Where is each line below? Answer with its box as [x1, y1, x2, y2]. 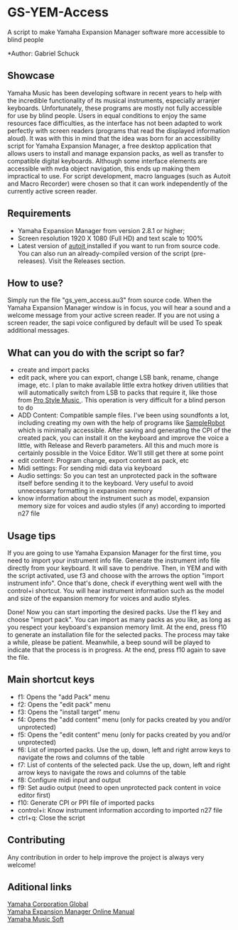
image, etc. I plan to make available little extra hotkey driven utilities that [17, 381, 229, 390]
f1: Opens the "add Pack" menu [17, 693, 110, 701]
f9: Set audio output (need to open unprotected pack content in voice [17, 783, 222, 791]
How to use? [7, 277, 64, 289]
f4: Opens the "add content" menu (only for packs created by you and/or [17, 715, 231, 724]
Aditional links [7, 881, 72, 893]
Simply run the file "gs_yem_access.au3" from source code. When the [7, 296, 212, 304]
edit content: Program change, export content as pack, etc [17, 456, 190, 465]
